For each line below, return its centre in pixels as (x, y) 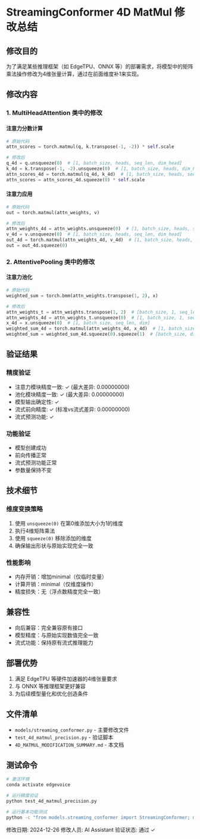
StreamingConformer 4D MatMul (89, 12)
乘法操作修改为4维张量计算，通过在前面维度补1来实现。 (74, 74)
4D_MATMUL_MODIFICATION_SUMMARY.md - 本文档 (69, 744)
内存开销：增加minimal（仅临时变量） (61, 577)
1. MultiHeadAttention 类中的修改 (54, 113)
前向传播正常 (30, 455)
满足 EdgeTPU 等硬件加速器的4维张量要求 (66, 679)
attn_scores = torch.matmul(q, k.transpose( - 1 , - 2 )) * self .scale (90, 147)
